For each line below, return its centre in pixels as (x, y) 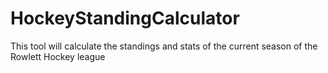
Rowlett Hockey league (58, 56)
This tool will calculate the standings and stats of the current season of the (164, 46)
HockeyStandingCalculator (125, 18)
